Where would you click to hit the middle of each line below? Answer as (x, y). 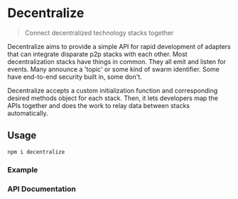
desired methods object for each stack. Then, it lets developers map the (113, 98)
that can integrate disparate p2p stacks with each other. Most (97, 54)
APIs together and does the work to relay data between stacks (99, 105)
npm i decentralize (36, 152)
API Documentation (42, 188)
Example (23, 170)
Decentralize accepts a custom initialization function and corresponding (113, 90)
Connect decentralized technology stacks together (99, 33)
